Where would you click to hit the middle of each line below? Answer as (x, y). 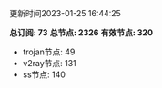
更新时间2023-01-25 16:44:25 (65, 13)
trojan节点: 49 (49, 52)
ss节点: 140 (44, 74)
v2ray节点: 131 (50, 63)
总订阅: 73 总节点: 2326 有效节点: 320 (81, 33)
